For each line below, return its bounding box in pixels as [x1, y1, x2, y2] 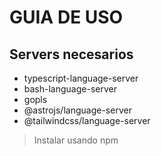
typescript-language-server [23, 72, 139, 84]
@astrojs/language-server [23, 104, 132, 116]
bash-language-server [23, 83, 117, 95]
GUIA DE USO [9, 6, 124, 29]
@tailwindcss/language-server [23, 115, 151, 126]
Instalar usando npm [33, 134, 119, 146]
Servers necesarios [9, 46, 134, 63]
